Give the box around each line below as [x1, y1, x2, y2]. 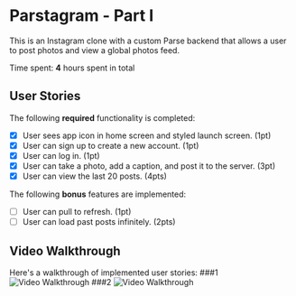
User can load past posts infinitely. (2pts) [22, 217, 176, 227]
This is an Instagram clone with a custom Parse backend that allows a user [9, 35, 287, 46]
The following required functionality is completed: [9, 112, 196, 123]
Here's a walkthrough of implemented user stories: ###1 [9, 267, 218, 278]
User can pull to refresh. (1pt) [22, 207, 132, 217]
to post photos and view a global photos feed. [9, 44, 180, 55]
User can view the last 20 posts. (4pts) [22, 171, 167, 181]
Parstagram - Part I [9, 5, 154, 26]
